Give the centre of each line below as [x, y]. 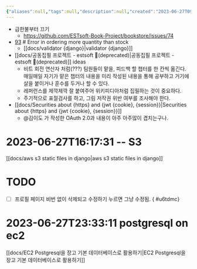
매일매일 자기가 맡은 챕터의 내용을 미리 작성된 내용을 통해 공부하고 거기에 [106, 76]
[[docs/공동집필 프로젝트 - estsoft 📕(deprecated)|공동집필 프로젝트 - [94, 55]
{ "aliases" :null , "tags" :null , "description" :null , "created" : [81, 11]
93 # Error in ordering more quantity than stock [72, 42]
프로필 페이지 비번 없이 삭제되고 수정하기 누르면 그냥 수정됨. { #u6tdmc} [97, 199]
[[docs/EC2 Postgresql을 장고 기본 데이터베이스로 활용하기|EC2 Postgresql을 [96, 253]
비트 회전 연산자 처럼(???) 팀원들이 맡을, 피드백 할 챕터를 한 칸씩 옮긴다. [105, 69]
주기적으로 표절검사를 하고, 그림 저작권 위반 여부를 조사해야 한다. [97, 98]
